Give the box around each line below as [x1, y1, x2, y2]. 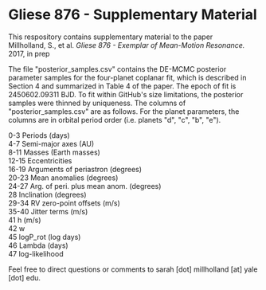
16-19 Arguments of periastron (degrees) [8, 164, 142, 174]
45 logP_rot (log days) [8, 232, 81, 241]
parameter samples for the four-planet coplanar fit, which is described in [8, 72, 247, 82]
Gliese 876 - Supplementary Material [8, 6, 257, 24]
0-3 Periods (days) [8, 130, 70, 140]
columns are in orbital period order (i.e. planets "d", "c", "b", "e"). [8, 115, 221, 124]
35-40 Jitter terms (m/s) [8, 206, 88, 216]
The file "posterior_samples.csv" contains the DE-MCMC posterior [8, 64, 227, 73]
